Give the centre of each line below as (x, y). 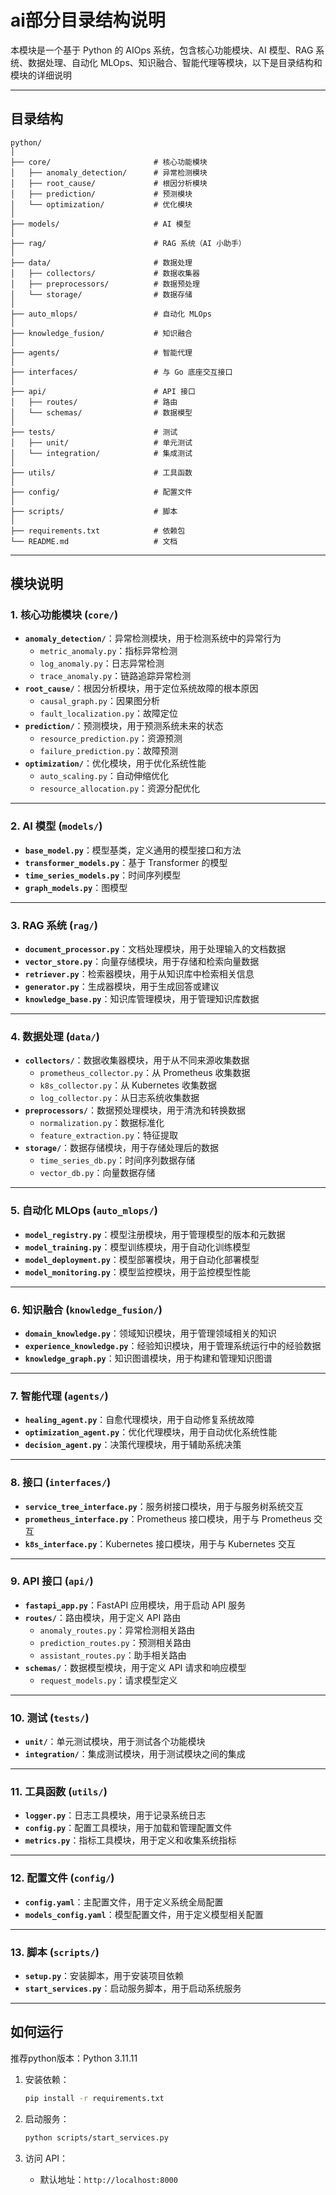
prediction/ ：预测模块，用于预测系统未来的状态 (124, 726)
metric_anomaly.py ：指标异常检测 (108, 651)
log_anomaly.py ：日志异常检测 (102, 663)
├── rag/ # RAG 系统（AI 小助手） (128, 243)
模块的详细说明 (41, 75)
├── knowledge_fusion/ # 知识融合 (101, 333)
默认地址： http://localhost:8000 (108, 2179)
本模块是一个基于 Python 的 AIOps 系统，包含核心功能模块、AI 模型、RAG (162, 50)
